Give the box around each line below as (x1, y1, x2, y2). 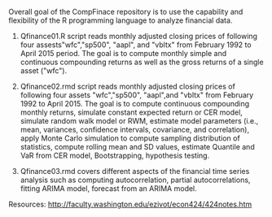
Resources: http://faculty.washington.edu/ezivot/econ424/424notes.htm (8, 199, 252, 209)
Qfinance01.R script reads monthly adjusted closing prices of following (20, 32, 258, 41)
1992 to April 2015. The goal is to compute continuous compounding (20, 99, 250, 108)
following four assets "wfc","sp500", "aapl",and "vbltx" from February (20, 90, 254, 100)
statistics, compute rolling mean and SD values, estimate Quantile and (20, 142, 255, 151)
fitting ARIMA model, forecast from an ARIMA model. (20, 184, 197, 193)
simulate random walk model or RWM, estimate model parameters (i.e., (20, 116, 259, 125)
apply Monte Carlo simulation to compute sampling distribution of (20, 133, 240, 143)
